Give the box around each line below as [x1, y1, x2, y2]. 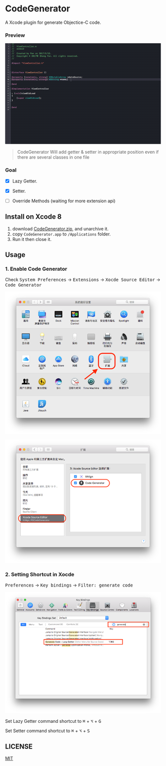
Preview [5, 32, 25, 39]
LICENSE [5, 742, 33, 751]
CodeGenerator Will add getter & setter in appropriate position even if [17, 149, 159, 155]
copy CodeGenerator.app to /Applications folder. [12, 231, 111, 237]
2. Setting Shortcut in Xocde [5, 571, 75, 578]
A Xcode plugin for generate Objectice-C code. [5, 19, 101, 25]
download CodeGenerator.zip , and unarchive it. [12, 226, 109, 232]
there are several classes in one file [17, 154, 90, 160]
